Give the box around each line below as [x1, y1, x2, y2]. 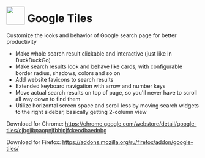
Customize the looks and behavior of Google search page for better [6, 32, 177, 39]
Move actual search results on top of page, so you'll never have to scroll [15, 89, 197, 96]
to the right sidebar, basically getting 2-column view [15, 109, 147, 116]
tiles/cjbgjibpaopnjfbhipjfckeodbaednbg [6, 127, 107, 134]
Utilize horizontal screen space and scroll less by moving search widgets [15, 102, 199, 109]
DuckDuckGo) [15, 57, 51, 64]
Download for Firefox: [6, 138, 61, 146]
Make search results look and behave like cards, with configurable [15, 63, 182, 70]
